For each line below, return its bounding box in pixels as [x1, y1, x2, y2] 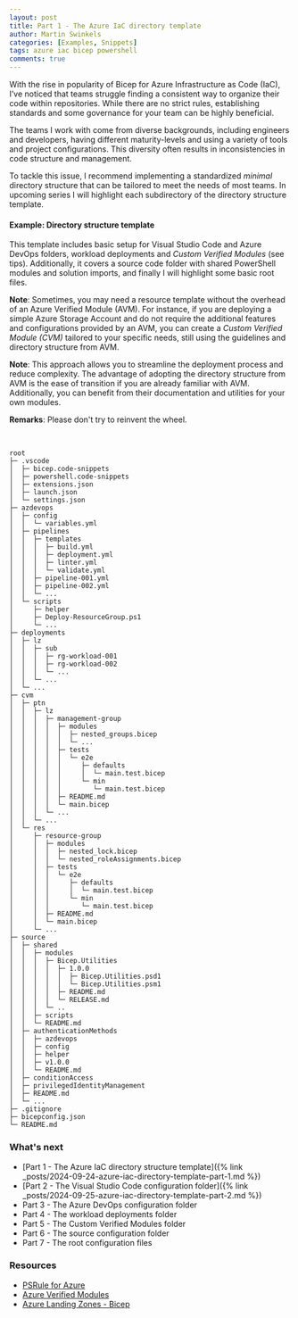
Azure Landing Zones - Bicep [21, 1298, 131, 1309]
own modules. [9, 397, 62, 408]
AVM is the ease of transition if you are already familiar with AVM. [9, 378, 250, 389]
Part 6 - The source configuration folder [21, 1228, 170, 1239]
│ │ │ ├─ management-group [9, 715, 122, 724]
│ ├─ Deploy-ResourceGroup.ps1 [9, 613, 142, 622]
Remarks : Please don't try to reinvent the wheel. [9, 414, 187, 425]
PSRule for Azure [21, 1280, 86, 1290]
